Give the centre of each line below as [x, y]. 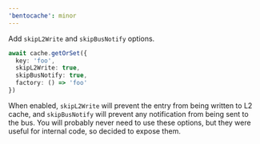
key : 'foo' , [36, 61]
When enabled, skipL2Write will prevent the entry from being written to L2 [130, 106]
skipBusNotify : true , [52, 76]
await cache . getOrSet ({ [48, 53]
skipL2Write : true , [48, 68]
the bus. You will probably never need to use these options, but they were [130, 122]
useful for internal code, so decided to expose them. [95, 131]
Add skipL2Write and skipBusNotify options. [82, 38]
